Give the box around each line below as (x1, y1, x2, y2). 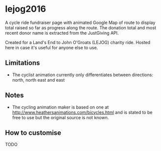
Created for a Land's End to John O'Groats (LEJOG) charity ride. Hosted (5, 39, 151, 45)
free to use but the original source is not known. (12, 114, 109, 120)
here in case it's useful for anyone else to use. (5, 44, 98, 50)
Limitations (5, 59, 40, 67)
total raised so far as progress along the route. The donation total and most (5, 24, 157, 30)
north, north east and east (12, 77, 65, 83)
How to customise (5, 129, 62, 137)
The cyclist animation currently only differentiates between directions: (12, 72, 153, 78)
